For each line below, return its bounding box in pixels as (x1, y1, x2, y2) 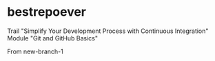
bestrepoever (7, 4, 87, 20)
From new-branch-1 (7, 47, 63, 56)
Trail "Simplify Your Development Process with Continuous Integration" (7, 27, 209, 35)
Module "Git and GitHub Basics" (7, 34, 99, 42)
